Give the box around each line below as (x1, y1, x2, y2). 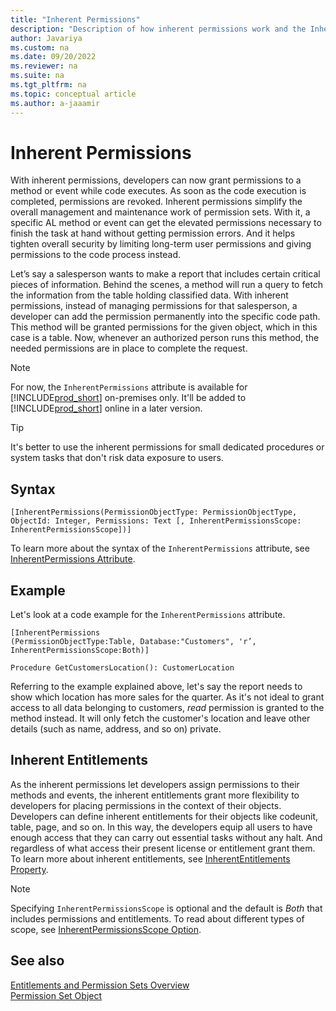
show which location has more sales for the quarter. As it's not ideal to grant (10, 691, 325, 703)
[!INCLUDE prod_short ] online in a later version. (10, 402, 203, 415)
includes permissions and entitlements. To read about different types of (10, 912, 305, 925)
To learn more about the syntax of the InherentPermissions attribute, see (10, 542, 310, 555)
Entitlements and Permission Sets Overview (10, 979, 190, 991)
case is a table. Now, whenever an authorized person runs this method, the (10, 332, 320, 344)
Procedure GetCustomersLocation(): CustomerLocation (10, 663, 235, 673)
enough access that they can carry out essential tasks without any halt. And (10, 831, 323, 843)
